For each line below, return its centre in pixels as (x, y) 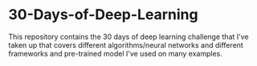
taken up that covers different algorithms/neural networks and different (126, 45)
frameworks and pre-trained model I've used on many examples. (115, 53)
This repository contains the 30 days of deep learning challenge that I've (128, 37)
